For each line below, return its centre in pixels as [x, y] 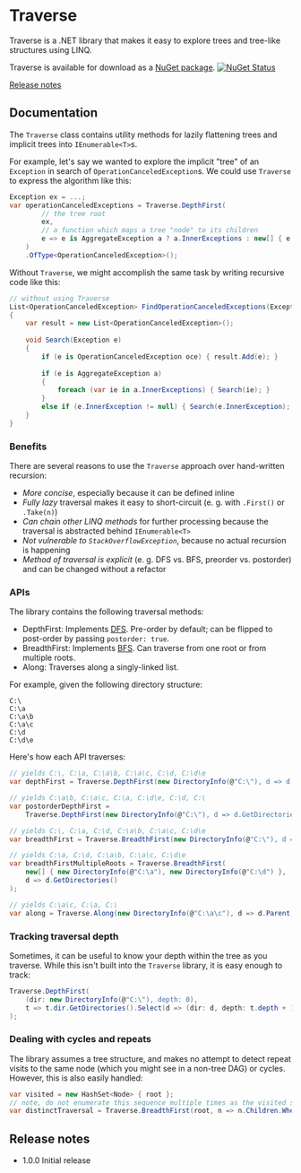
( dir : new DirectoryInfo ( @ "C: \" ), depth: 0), [112, 999]
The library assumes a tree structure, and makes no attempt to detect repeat [150, 1058]
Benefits [28, 447]
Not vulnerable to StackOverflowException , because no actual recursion [154, 541]
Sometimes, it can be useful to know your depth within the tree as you [138, 955]
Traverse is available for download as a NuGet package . [112, 67]
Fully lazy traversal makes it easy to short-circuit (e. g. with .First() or [153, 502]
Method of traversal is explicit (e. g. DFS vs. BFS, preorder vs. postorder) [157, 560]
